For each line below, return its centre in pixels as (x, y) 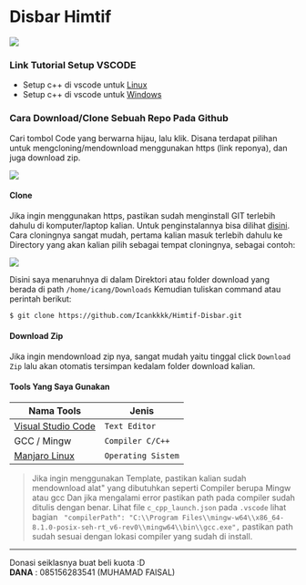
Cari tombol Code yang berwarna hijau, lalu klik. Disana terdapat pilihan (143, 138)
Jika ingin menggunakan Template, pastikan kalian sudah (139, 478)
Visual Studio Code (55, 426)
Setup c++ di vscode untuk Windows (92, 95)
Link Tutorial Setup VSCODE (73, 65)
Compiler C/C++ (137, 441)
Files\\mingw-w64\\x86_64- (233, 518)
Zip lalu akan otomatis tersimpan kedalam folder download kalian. (133, 365)
